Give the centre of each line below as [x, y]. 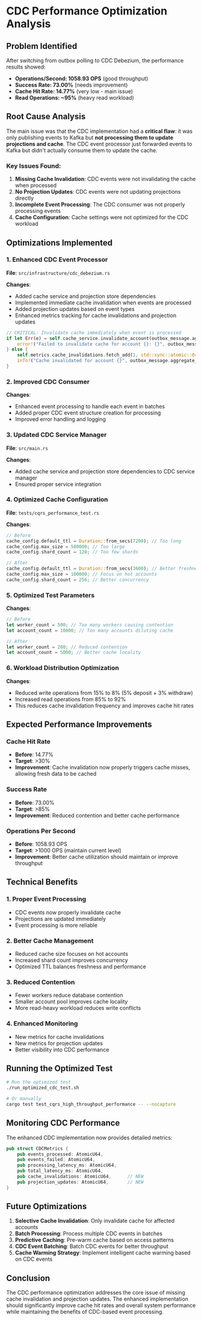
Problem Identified [42, 46]
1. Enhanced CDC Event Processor [57, 260]
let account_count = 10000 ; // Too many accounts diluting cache [90, 630]
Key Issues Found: [34, 165]
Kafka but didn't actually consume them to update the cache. [82, 150]
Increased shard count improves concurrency [71, 960]
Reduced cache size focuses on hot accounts [71, 953]
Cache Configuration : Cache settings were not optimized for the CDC [102, 217]
